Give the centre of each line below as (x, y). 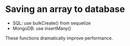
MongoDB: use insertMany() (42, 28)
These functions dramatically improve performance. (59, 38)
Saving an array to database (65, 9)
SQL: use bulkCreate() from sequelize (52, 23)
